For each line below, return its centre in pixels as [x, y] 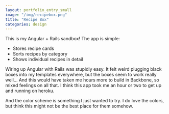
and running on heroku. [30, 91]
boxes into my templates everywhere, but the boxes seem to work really [81, 75]
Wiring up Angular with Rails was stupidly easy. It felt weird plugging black [83, 69]
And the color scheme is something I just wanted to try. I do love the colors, [85, 101]
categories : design [26, 24]
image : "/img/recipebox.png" [36, 15]
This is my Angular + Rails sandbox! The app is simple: [63, 39]
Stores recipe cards [33, 48]
